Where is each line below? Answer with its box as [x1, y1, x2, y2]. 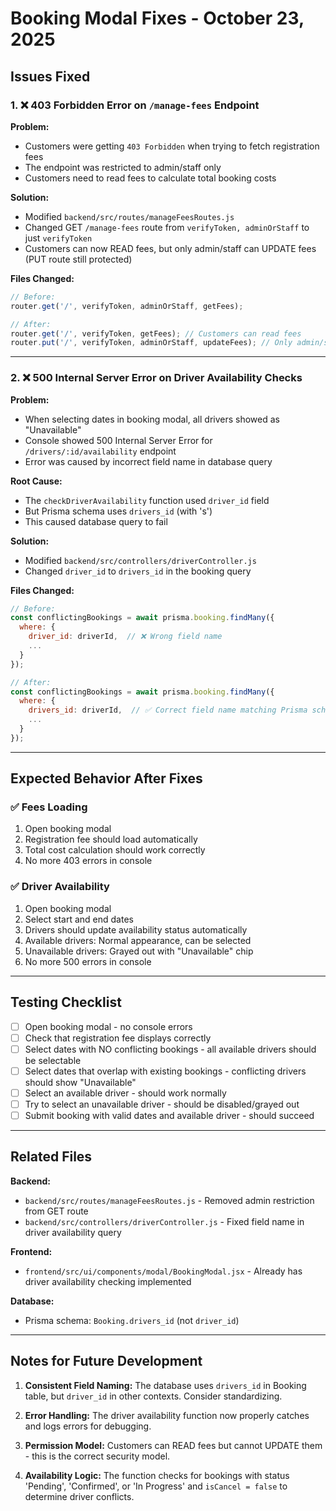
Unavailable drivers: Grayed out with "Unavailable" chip [24, 945, 254, 957]
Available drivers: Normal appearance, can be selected [24, 934, 252, 946]
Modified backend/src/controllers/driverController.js [24, 554, 257, 566]
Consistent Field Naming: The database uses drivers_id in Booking [24, 1379, 307, 1391]
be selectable [24, 1054, 82, 1066]
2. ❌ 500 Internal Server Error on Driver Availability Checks [10, 371, 303, 385]
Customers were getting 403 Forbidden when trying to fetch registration [24, 140, 320, 152]
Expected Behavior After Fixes [10, 770, 203, 787]
